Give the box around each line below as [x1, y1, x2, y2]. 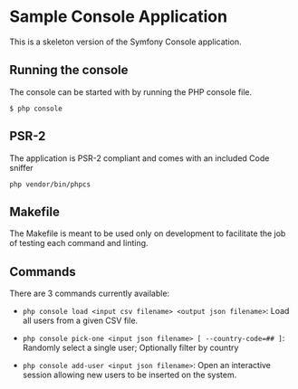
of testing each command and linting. [9, 238, 149, 249]
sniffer [9, 162, 34, 173]
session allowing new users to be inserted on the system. [22, 369, 237, 381]
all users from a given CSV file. [22, 315, 139, 327]
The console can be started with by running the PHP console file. [9, 86, 253, 97]
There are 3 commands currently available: [9, 288, 170, 299]
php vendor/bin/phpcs [9, 179, 91, 189]
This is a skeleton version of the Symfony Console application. [9, 36, 242, 47]
